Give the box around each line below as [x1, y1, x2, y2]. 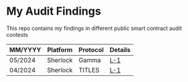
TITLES [78, 65, 99, 74]
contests [6, 31, 29, 38]
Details [109, 45, 131, 54]
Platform [46, 45, 73, 54]
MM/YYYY [9, 45, 42, 54]
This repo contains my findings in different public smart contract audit [6, 24, 182, 32]
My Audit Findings [6, 4, 101, 18]
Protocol [78, 45, 104, 54]
